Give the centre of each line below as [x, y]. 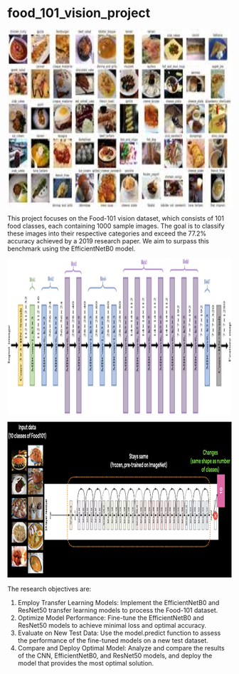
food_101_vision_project [79, 13]
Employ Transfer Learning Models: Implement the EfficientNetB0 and [118, 602]
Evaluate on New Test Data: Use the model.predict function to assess [119, 633]
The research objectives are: [49, 589]
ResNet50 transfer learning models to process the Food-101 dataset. [118, 610]
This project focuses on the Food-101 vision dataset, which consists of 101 [116, 218]
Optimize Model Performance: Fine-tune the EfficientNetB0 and [111, 618]
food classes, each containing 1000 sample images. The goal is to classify [116, 226]
